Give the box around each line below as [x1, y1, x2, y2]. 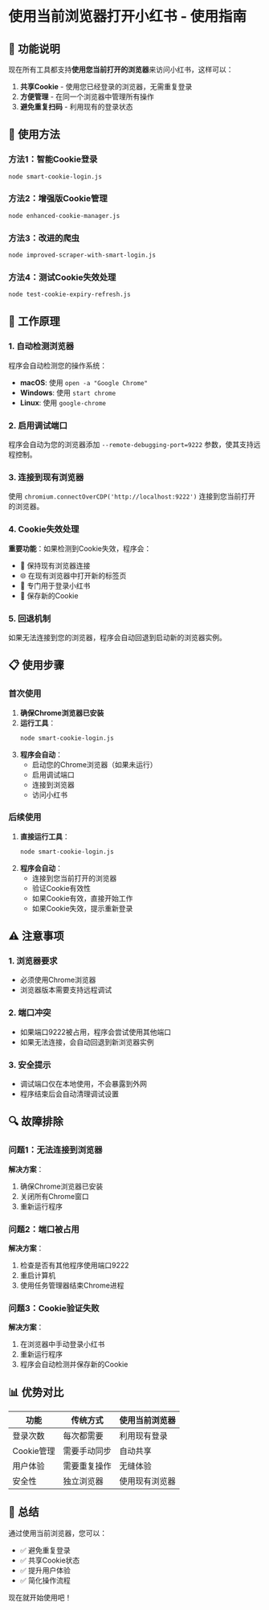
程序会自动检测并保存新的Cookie [19, 1360, 128, 1370]
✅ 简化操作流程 [19, 1575, 71, 1585]
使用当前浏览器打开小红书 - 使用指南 [8, 7, 247, 26]
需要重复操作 [63, 1460, 112, 1472]
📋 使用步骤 [8, 659, 65, 672]
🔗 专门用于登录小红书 [19, 581, 91, 590]
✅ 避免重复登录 [19, 1545, 71, 1555]
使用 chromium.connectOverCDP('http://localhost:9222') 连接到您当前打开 [8, 491, 255, 501]
